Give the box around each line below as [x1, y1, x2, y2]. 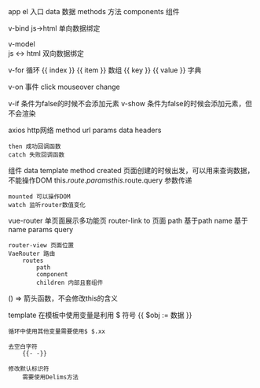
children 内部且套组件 [36, 279, 104, 286]
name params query [8, 225, 74, 234]
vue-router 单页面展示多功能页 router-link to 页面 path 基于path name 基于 [8, 216, 249, 225]
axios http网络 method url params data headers [8, 125, 162, 135]
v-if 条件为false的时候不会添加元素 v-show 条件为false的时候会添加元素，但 [8, 99, 253, 108]
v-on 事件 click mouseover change [8, 82, 120, 91]
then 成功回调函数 [8, 142, 61, 150]
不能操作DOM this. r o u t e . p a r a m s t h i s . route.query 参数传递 [8, 176, 192, 185]
